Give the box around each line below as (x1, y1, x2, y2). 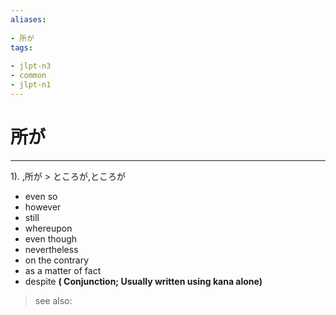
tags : (10, 42, 33, 53)
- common (10, 71, 47, 81)
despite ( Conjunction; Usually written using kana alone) (24, 275, 263, 287)
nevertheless (24, 243, 79, 255)
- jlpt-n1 (10, 80, 52, 90)
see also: (34, 294, 73, 306)
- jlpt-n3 (10, 61, 52, 71)
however (24, 201, 62, 213)
